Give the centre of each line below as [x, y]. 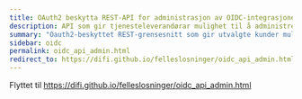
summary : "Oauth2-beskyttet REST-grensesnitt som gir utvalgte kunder [144, 34]
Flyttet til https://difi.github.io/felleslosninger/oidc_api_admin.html [130, 85]
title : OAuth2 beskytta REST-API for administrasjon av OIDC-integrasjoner [154, 18]
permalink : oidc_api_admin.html [70, 51]
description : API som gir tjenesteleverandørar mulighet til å [130, 26]
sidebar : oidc [36, 43]
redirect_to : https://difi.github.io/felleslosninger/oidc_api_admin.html [152, 59]
